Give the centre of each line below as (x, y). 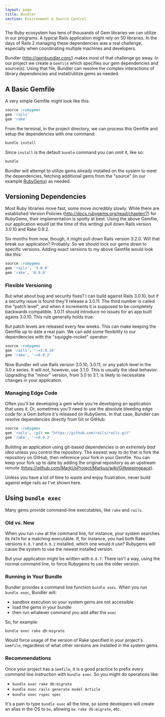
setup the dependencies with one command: (50, 134)
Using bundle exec (33, 498)
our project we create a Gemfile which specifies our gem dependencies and (82, 63)
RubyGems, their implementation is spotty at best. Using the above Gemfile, (82, 219)
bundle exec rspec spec (37, 694)
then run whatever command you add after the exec (64, 613)
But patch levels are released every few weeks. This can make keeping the (81, 327)
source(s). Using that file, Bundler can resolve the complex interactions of (80, 68)
